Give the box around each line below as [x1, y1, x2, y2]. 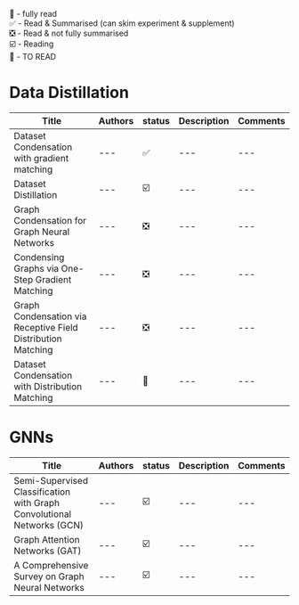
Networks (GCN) [13, 519, 85, 531]
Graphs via [13, 262, 60, 274]
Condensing [13, 250, 65, 263]
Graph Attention [13, 533, 80, 545]
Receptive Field [13, 321, 78, 333]
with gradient [13, 151, 69, 164]
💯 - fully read [9, 9, 58, 19]
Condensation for [13, 214, 87, 226]
